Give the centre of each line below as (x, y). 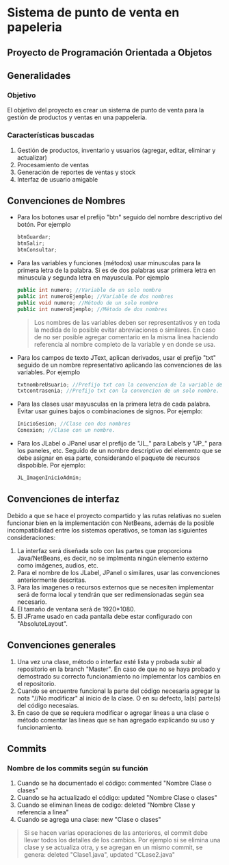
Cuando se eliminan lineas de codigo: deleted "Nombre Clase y (106, 805)
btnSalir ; (31, 244)
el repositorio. (37, 683)
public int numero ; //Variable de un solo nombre (89, 290)
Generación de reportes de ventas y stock (76, 172)
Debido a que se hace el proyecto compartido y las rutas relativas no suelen (114, 515)
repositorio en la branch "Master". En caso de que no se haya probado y (119, 669)
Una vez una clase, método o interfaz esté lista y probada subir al (109, 661)
